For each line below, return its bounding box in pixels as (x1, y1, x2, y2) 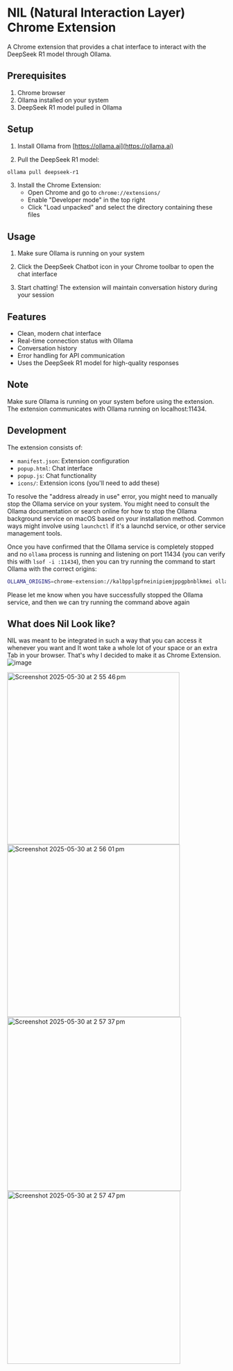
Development (7, 425, 67, 436)
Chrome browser (17, 88, 66, 96)
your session (17, 291, 54, 299)
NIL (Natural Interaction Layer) (7, 5, 186, 21)
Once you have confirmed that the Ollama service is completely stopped (7, 543, 214, 551)
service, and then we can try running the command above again (7, 598, 190, 606)
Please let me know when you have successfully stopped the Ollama (7, 590, 203, 599)
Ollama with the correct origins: (7, 564, 97, 573)
